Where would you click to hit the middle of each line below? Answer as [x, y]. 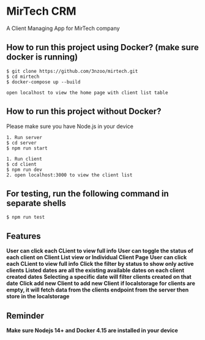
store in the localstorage [38, 297]
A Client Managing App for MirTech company [63, 28]
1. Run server [24, 137]
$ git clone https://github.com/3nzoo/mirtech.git [72, 71]
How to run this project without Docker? [84, 111]
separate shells [36, 203]
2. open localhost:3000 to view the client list [69, 175]
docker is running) [42, 57]
